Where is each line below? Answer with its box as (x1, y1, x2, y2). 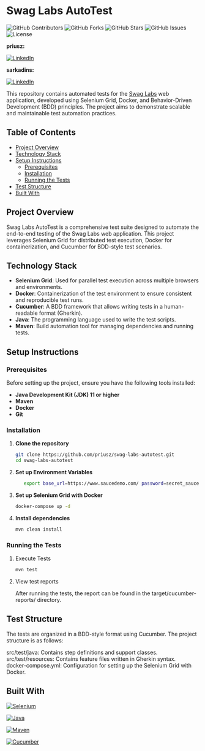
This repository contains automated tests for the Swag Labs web (6, 90, 170, 97)
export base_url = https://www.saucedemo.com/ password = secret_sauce (23, 480, 199, 487)
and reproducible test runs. (15, 296, 84, 304)
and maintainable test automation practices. (6, 109, 117, 117)
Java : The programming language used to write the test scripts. (15, 316, 176, 323)
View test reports (15, 577, 59, 585)
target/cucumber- (151, 590, 197, 597)
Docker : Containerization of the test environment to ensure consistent (15, 290, 192, 298)
